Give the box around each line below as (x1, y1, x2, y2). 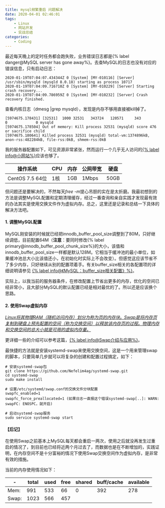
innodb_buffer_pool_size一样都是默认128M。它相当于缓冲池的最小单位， (5, 249, 151, 255)
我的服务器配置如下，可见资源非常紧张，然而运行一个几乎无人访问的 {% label (5, 146, 160, 152)
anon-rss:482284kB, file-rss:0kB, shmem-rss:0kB (5, 137, 106, 142)
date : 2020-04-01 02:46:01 (5, 12, 60, 17)
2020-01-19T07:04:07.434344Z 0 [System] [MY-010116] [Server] (5, 75, 135, 80)
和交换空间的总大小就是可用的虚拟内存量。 (5, 327, 91, 333)
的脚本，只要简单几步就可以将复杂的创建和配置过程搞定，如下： (5, 354, 134, 360)
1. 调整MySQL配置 (5, 219, 42, 225)
